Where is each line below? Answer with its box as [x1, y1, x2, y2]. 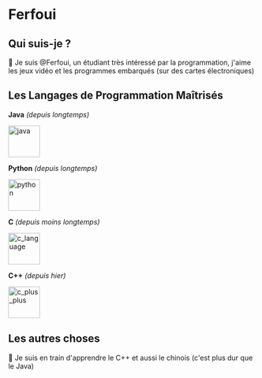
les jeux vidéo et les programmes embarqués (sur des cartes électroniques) [8, 66, 255, 76]
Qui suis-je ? [8, 37, 72, 50]
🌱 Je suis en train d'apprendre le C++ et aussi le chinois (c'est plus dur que [8, 353, 253, 362]
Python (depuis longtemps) [8, 163, 98, 172]
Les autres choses [8, 332, 100, 346]
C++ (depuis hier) [8, 270, 66, 280]
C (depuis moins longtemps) [8, 217, 100, 226]
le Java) [8, 361, 34, 371]
